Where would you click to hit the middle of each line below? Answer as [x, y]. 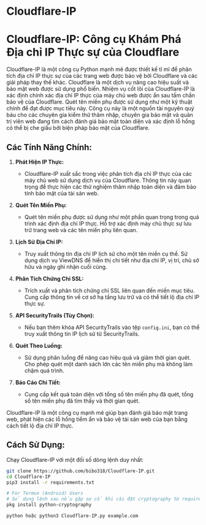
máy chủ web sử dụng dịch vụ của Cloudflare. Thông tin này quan [108, 180]
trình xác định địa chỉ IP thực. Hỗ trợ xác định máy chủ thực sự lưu [108, 223]
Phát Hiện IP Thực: [40, 162]
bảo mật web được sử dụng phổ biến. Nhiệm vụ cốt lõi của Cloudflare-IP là [101, 89]
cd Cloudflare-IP [29, 477]
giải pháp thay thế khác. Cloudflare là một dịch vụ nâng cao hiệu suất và [97, 82]
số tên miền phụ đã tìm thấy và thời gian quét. [82, 401]
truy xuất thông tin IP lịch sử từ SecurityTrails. [82, 334]
